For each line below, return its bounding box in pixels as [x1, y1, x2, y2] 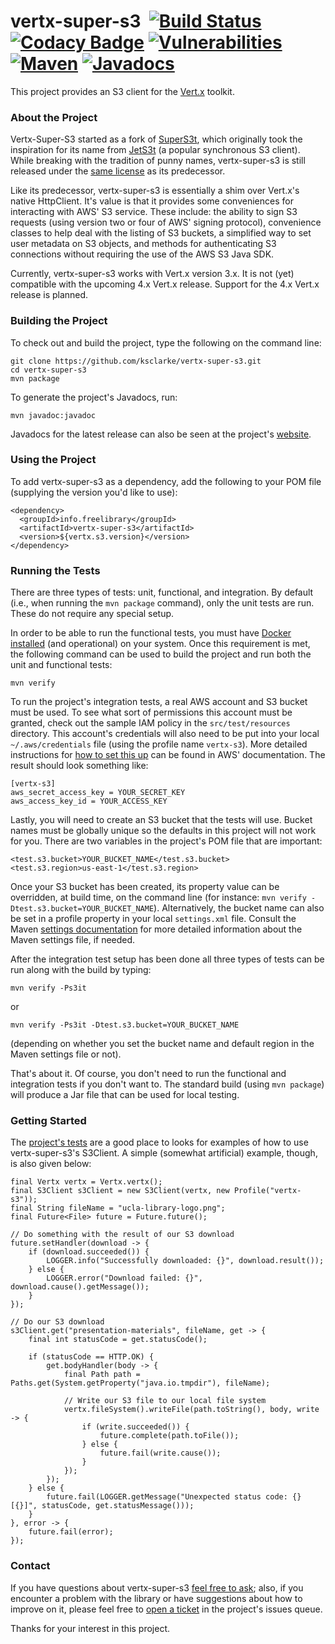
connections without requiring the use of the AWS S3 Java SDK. [10, 248, 275, 260]
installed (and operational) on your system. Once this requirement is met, [10, 638, 311, 650]
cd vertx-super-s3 [10, 365, 87, 375]
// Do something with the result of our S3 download [10, 1230, 235, 1240]
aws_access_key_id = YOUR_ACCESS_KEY [10, 796, 168, 807]
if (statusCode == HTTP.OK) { [28, 1352, 155, 1362]
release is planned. [10, 289, 89, 301]
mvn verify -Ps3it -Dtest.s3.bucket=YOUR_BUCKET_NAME [10, 1020, 240, 1030]
